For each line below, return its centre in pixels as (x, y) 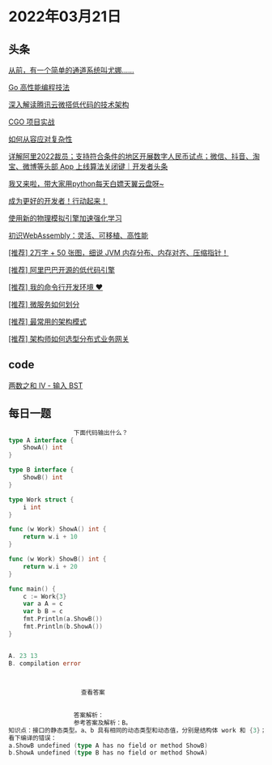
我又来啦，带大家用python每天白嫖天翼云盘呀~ (86, 184)
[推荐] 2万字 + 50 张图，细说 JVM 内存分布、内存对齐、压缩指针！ (119, 253)
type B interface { (41, 470)
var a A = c (43, 604)
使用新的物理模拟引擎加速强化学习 (65, 218)
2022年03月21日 (65, 17)
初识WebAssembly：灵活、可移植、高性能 (79, 235)
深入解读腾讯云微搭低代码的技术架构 (69, 105)
